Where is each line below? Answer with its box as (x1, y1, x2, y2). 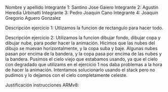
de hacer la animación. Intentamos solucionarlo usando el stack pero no (5, 67, 155, 73)
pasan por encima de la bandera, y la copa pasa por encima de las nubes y (5, 51, 162, 57)
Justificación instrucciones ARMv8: (5, 82, 79, 88)
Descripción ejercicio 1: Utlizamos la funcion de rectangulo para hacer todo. (5, 25, 163, 31)
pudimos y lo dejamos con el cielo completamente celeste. (5, 72, 128, 78)
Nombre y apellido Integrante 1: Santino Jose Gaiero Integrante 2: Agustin (5, 5, 158, 10)
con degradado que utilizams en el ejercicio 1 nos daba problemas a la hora (5, 62, 163, 67)
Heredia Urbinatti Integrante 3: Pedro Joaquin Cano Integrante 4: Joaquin (5, 10, 158, 16)
